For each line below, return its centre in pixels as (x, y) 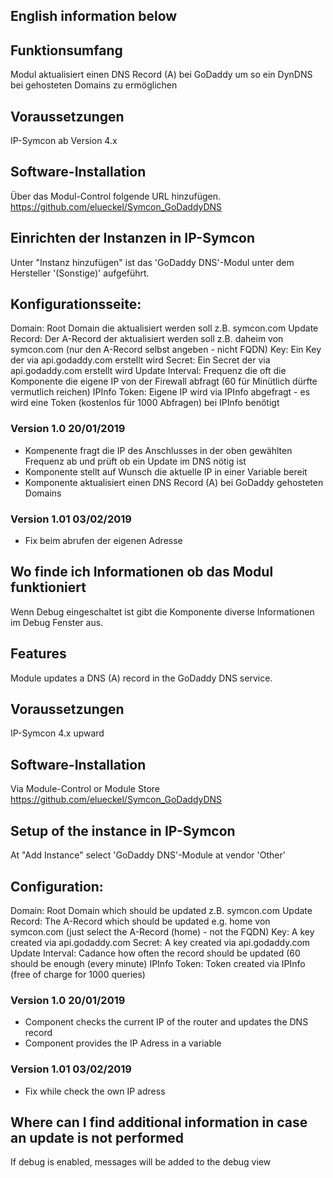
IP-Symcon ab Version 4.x (64, 141)
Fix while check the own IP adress (95, 1091)
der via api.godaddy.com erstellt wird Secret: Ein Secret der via (140, 360)
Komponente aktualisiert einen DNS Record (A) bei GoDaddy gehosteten (174, 482)
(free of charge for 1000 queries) (78, 974)
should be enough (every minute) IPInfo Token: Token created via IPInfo (158, 963)
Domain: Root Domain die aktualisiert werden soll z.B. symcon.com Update (164, 328)
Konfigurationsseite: (76, 304)
